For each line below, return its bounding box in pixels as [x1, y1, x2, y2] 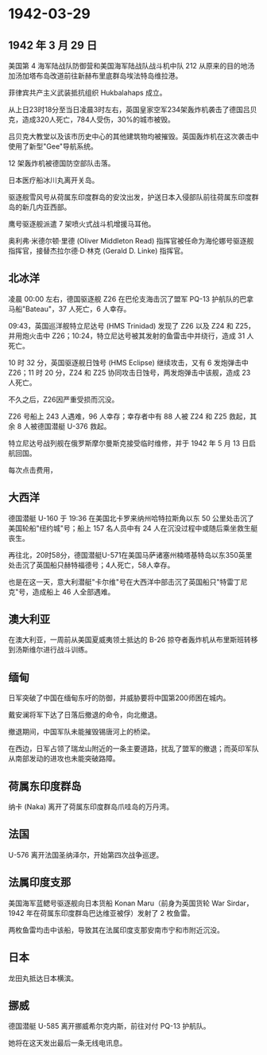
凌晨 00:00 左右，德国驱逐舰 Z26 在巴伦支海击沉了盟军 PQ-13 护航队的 [8, 294, 240, 303]
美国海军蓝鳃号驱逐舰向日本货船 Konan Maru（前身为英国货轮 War [8, 898, 225, 908]
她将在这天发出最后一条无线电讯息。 [8, 1038, 127, 1048]
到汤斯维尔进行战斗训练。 [8, 645, 92, 655]
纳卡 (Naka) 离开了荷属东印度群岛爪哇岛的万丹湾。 [8, 802, 174, 812]
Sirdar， [226, 898, 253, 908]
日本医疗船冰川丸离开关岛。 [8, 176, 99, 185]
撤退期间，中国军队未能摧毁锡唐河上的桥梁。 [8, 727, 155, 737]
